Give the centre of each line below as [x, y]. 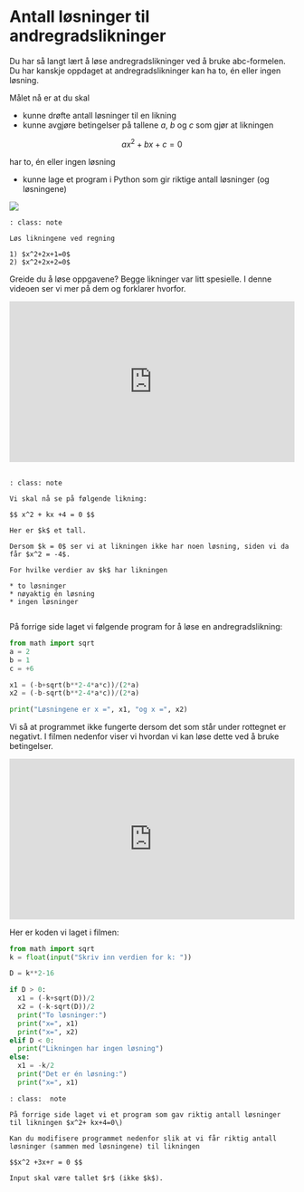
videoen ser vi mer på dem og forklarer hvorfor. [98, 288]
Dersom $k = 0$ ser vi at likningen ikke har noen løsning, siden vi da [149, 547]
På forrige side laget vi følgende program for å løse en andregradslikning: [146, 627]
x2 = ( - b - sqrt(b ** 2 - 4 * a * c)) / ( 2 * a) [75, 693]
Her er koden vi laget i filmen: [64, 932]
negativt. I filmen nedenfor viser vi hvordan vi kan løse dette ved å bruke [144, 736]
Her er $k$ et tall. [48, 531]
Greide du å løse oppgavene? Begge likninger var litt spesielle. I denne [141, 279]
